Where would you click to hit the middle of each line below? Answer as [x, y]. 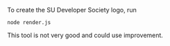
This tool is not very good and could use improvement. [85, 35]
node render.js [29, 23]
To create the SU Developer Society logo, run [72, 10]
